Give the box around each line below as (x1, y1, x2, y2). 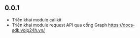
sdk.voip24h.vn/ (11, 27, 45, 33)
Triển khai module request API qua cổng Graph (11, 22, 107, 28)
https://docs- (107, 22, 135, 28)
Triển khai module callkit (11, 17, 62, 22)
